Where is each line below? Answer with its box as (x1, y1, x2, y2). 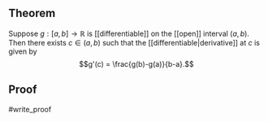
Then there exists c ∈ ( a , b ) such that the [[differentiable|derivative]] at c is (8, 37, 260, 47)
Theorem (8, 7, 56, 20)
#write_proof (8, 104, 52, 114)
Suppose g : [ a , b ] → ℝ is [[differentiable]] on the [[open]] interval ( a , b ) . (8, 28, 250, 38)
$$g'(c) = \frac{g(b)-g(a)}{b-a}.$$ (78, 59, 195, 68)
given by (8, 46, 38, 56)
